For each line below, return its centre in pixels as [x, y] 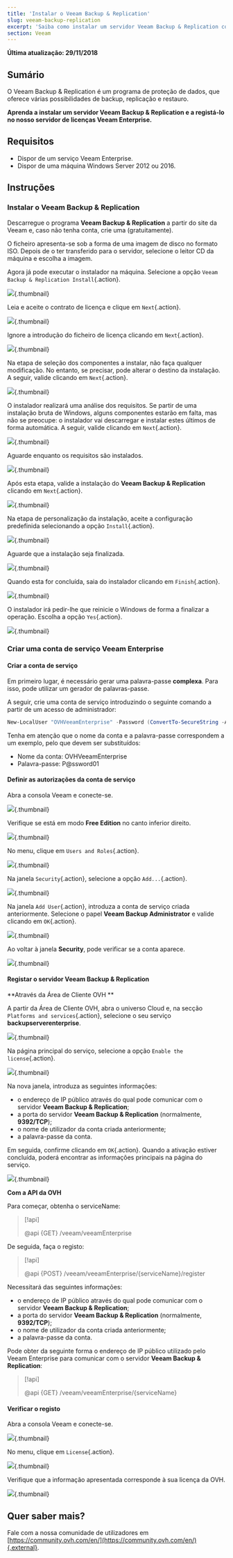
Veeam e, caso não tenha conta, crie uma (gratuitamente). [90, 230]
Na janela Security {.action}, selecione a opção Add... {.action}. [97, 878]
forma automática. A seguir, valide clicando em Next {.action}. [95, 427]
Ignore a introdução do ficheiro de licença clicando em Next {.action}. [105, 335]
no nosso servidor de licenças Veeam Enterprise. [80, 120]
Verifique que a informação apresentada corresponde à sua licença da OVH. [116, 1480]
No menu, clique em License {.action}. [61, 1452]
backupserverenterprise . [44, 1023]
